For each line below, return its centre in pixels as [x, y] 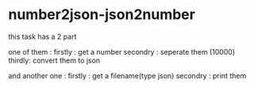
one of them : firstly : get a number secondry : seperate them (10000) [122, 52]
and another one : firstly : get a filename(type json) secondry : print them [127, 75]
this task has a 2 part [42, 36]
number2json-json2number [102, 15]
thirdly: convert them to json [54, 60]
